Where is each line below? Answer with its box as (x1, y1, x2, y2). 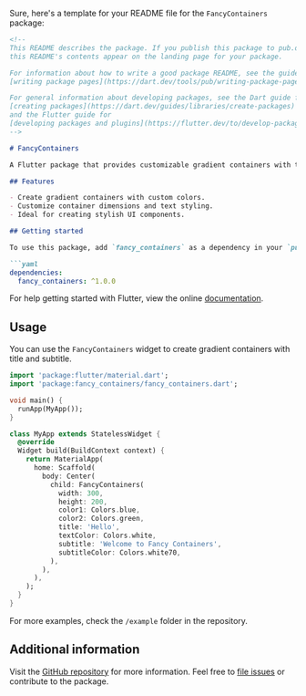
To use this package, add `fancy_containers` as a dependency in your (9, 243, 283, 252)
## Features (9, 177, 55, 186)
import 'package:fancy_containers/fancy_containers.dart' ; (9, 379, 239, 389)
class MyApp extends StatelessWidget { (9, 429, 161, 439)
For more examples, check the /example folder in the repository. (9, 615, 249, 626)
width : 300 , (57, 488, 104, 498)
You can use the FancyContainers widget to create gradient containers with (9, 344, 291, 355)
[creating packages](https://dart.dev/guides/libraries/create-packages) (9, 102, 296, 111)
